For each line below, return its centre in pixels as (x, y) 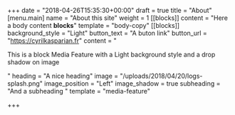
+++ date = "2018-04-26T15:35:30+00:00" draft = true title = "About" (110, 10)
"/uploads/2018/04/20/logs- (161, 76)
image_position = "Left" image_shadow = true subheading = (132, 84)
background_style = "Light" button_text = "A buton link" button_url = (108, 33)
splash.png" (25, 84)
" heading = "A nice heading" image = (63, 76)
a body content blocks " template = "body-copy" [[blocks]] (94, 25)
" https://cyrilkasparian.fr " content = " (62, 41)
